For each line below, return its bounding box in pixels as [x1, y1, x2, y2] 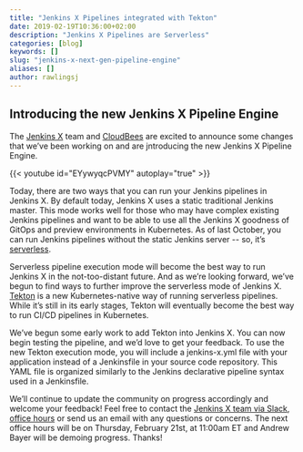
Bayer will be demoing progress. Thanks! [9, 432, 163, 443]
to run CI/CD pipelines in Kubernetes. [9, 309, 149, 320]
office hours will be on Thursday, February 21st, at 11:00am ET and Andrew [9, 422, 289, 433]
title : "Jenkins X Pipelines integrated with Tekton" [9, 13, 218, 23]
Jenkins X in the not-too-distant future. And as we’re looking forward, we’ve [9, 271, 294, 282]
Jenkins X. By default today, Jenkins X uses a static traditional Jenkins [9, 195, 274, 206]
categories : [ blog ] [9, 38, 84, 48]
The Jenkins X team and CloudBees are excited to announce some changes [9, 130, 294, 141]
